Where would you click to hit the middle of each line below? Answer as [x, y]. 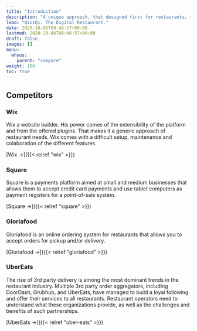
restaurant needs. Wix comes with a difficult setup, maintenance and [89, 137]
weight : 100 [21, 66]
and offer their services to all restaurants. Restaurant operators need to [92, 298]
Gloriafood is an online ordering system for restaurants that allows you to [94, 234]
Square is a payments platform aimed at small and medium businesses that [96, 183]
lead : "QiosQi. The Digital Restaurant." [57, 22]
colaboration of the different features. [51, 143]
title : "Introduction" [34, 11]
